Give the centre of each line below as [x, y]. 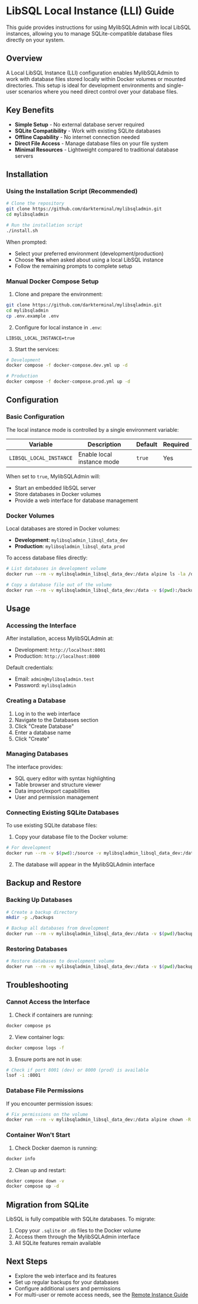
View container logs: [39, 1037]
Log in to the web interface [47, 713]
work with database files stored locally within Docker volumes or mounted [96, 79]
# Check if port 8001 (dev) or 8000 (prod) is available [77, 1070]
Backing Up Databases [39, 900]
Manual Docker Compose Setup [52, 281]
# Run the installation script [44, 225]
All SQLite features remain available [58, 1243]
